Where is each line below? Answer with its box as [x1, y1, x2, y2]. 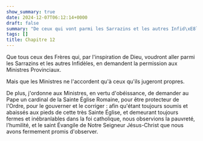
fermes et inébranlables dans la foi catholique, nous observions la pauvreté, [6, 115, 195, 122]
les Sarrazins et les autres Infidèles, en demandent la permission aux [6, 60, 178, 67]
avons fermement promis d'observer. [6, 128, 98, 135]
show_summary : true [6, 8, 56, 15]
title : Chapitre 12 [6, 37, 56, 43]
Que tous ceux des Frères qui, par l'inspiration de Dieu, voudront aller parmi [6, 54, 195, 60]
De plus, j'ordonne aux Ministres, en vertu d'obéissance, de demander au [6, 90, 189, 96]
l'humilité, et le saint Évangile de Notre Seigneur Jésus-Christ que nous [6, 122, 184, 128]
